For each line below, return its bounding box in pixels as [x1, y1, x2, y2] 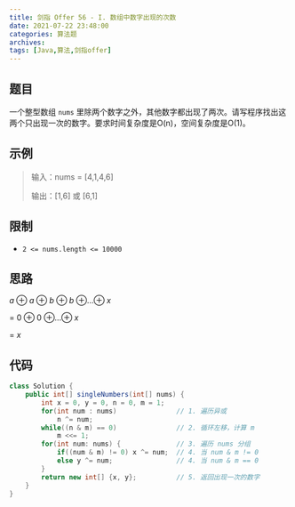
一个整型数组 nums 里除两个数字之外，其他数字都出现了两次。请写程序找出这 [9, 106, 287, 117]
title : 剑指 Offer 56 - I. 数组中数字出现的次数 [9, 12, 177, 22]
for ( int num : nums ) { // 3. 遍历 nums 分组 [41, 439, 251, 449]
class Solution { [9, 382, 74, 391]
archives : [9, 37, 46, 47]
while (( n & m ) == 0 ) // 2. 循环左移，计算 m [41, 423, 255, 432]
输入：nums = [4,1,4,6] [30, 171, 114, 182]
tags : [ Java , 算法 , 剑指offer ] [9, 46, 112, 55]
